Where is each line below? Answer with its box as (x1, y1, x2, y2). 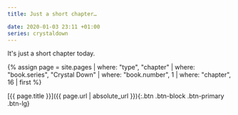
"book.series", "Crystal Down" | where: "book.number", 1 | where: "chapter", (7, 70, 232, 79)
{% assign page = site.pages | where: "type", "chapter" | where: (7, 63, 195, 72)
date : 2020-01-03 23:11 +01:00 (7, 23, 100, 31)
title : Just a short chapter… (7, 10, 98, 18)
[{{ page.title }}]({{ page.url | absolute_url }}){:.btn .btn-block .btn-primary (7, 92, 224, 100)
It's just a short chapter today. (7, 49, 95, 57)
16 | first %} (7, 78, 42, 87)
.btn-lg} (7, 99, 30, 108)
